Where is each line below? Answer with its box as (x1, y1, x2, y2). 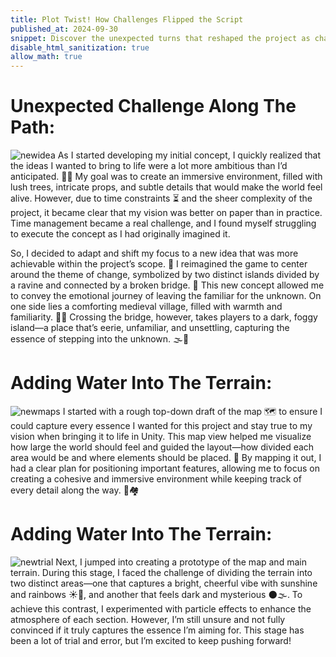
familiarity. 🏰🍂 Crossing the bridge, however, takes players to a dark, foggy (10, 311, 318, 323)
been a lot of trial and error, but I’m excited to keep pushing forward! (10, 634, 292, 646)
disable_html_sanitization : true (10, 42, 150, 53)
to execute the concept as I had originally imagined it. (10, 228, 231, 240)
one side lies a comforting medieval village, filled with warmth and (10, 301, 283, 313)
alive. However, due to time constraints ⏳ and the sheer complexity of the (10, 192, 313, 205)
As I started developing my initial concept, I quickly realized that (57, 149, 322, 161)
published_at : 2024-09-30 (10, 24, 118, 34)
